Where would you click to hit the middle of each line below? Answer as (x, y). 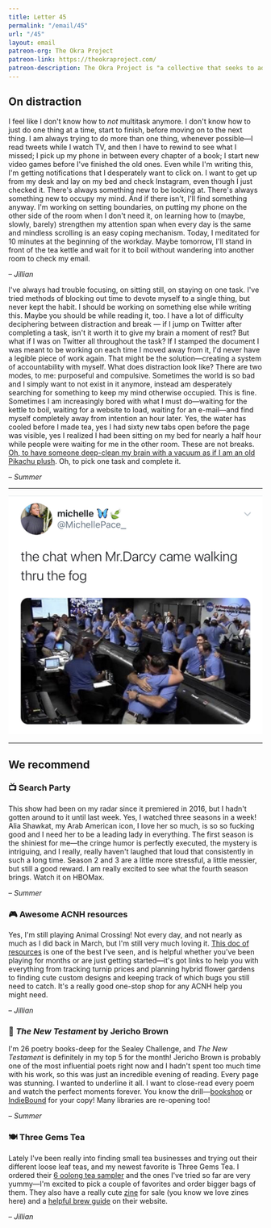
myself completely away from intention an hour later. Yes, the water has (127, 418)
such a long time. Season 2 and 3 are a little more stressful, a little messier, (133, 860)
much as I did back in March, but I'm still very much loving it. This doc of (129, 943)
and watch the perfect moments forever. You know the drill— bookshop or (130, 1092)
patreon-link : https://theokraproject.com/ (83, 60)
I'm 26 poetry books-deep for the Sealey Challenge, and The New (118, 1049)
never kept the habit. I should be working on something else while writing (130, 307)
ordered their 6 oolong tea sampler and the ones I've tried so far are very (130, 1175)
